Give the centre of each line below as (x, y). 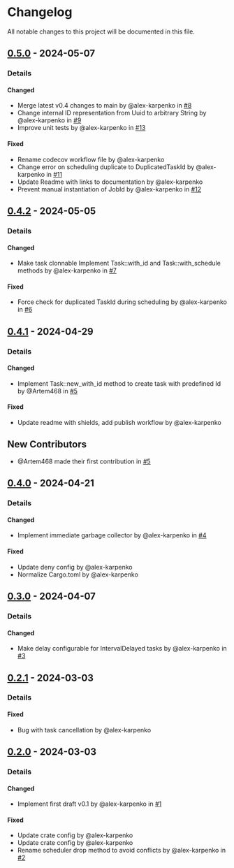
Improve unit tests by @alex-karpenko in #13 (81, 128)
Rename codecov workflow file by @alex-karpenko (91, 159)
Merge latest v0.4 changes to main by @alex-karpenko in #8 (104, 106)
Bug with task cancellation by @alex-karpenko (84, 730)
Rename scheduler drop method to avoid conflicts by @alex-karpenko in (122, 851)
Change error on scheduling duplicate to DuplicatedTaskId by (106, 167)
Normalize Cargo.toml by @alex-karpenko (78, 574)
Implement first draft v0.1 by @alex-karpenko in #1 (89, 804)
